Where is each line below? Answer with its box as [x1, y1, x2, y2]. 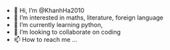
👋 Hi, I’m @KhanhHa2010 [13, 7, 84, 14]
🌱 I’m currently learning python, [13, 21, 103, 28]
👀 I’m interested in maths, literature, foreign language [13, 14, 164, 22]
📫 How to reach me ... [13, 36, 77, 43]
